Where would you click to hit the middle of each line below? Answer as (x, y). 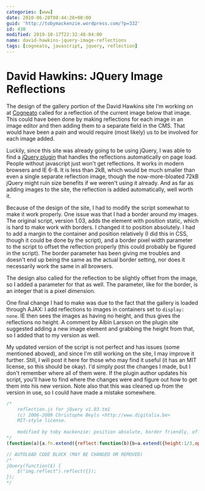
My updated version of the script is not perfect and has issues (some (93, 347)
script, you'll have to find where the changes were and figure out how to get (102, 379)
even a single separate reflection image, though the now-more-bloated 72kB (103, 176)
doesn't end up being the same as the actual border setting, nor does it (95, 260)
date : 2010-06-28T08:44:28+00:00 (49, 18)
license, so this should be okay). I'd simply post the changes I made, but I (99, 366)
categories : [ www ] (30, 12)
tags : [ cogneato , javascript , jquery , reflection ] (72, 46)
